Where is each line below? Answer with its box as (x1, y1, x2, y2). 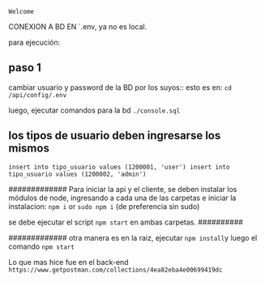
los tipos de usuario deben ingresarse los (8, 129, 221, 143)
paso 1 (8, 61, 42, 75)
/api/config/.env (8, 91, 67, 99)
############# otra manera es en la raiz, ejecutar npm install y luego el (8, 233, 258, 242)
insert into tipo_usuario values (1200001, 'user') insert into (8, 163, 230, 171)
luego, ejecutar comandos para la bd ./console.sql (8, 105, 181, 115)
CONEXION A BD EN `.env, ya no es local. (8, 22, 147, 32)
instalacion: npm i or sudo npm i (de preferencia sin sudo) (8, 201, 200, 211)
